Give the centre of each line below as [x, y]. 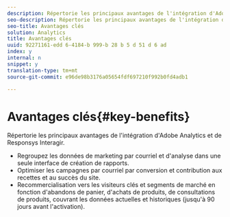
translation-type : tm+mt [42, 70]
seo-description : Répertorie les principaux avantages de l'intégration [113, 20]
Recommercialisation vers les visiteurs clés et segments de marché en [116, 185]
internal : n [24, 58]
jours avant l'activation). [51, 207]
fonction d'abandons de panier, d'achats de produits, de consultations [116, 192]
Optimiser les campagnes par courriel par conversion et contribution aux [119, 171]
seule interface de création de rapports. [73, 163]
